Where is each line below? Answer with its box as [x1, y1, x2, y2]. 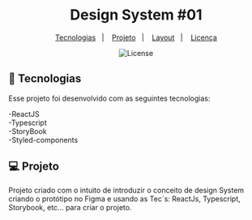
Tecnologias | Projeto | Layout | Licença [55, 32, 217, 42]
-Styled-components [8, 135, 79, 145]
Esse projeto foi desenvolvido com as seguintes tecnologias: [8, 93, 211, 103]
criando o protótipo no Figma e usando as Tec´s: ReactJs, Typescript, [8, 193, 241, 204]
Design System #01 [70, 6, 203, 24]
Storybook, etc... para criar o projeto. [8, 202, 132, 212]
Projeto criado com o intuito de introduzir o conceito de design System [8, 185, 245, 195]
